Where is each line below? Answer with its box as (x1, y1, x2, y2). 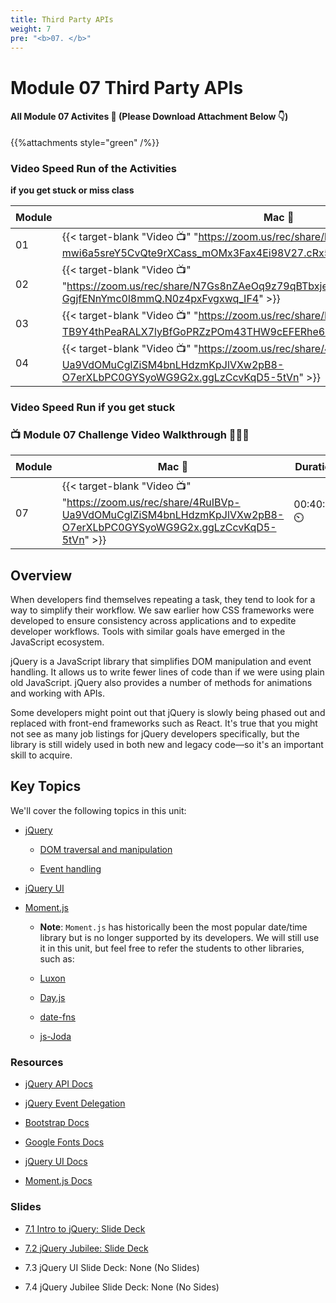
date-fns (39, 1011, 76, 1023)
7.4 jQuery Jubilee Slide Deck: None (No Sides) (24, 1281, 220, 1293)
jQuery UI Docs (24, 1156, 88, 1168)
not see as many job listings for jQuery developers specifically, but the (10, 728, 300, 740)
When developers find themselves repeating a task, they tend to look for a (10, 594, 316, 606)
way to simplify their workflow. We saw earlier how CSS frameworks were (10, 604, 315, 616)
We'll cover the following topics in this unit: (10, 804, 187, 816)
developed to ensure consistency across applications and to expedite (10, 615, 297, 627)
